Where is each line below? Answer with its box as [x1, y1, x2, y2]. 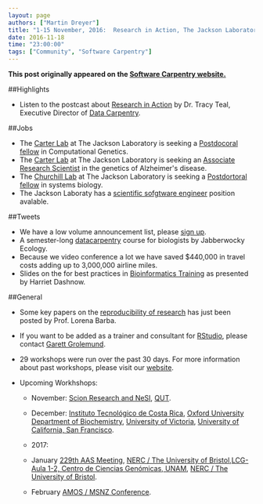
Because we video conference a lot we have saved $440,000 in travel [19, 252, 245, 261]
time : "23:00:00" [8, 41, 65, 49]
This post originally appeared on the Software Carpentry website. [8, 70, 226, 78]
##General [8, 292, 43, 302]
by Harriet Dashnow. [19, 277, 86, 286]
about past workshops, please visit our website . [19, 363, 175, 372]
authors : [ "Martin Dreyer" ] [8, 19, 100, 27]
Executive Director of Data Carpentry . [19, 108, 141, 118]
